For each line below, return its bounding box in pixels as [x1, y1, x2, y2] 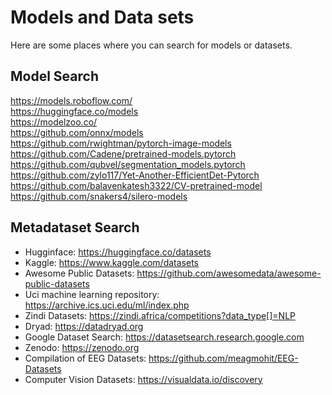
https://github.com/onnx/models [10, 126, 144, 138]
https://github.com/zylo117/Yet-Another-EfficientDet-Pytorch [10, 169, 260, 181]
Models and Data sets [10, 6, 195, 29]
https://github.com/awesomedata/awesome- [136, 267, 322, 279]
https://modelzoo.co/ [10, 116, 98, 128]
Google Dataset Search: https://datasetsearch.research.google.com [24, 331, 305, 343]
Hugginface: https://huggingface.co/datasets [24, 246, 212, 258]
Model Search [10, 68, 99, 85]
